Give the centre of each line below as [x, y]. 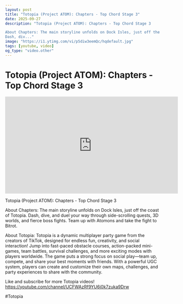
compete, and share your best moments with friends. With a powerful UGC [81, 261]
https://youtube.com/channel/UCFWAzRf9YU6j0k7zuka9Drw [67, 287]
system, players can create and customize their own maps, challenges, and [82, 267]
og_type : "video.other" [30, 51]
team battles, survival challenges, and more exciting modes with [87, 251]
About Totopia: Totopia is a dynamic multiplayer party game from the [75, 235]
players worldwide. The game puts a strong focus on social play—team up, [81, 256]
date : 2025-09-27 [23, 19]
